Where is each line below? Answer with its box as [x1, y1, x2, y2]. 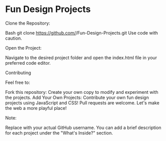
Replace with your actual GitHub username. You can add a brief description [5, 124, 162, 130]
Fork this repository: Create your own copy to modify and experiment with [5, 89, 158, 95]
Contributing [5, 69, 31, 76]
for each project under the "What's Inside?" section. [5, 129, 113, 136]
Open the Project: [5, 45, 42, 51]
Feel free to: [5, 79, 30, 85]
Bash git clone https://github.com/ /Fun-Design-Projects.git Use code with [5, 30, 158, 36]
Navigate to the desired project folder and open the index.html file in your [5, 54, 157, 61]
